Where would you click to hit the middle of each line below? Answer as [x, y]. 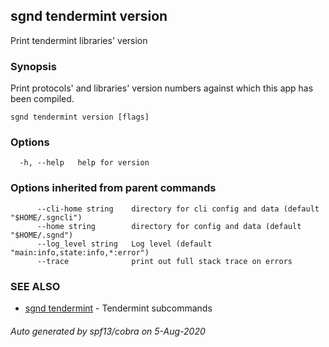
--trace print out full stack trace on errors [164, 261]
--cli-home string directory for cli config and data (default [178, 209]
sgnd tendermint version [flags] [80, 117]
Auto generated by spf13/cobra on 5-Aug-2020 [108, 331]
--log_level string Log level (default [124, 244]
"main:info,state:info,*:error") [80, 252]
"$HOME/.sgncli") [46, 217]
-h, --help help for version [84, 163]
